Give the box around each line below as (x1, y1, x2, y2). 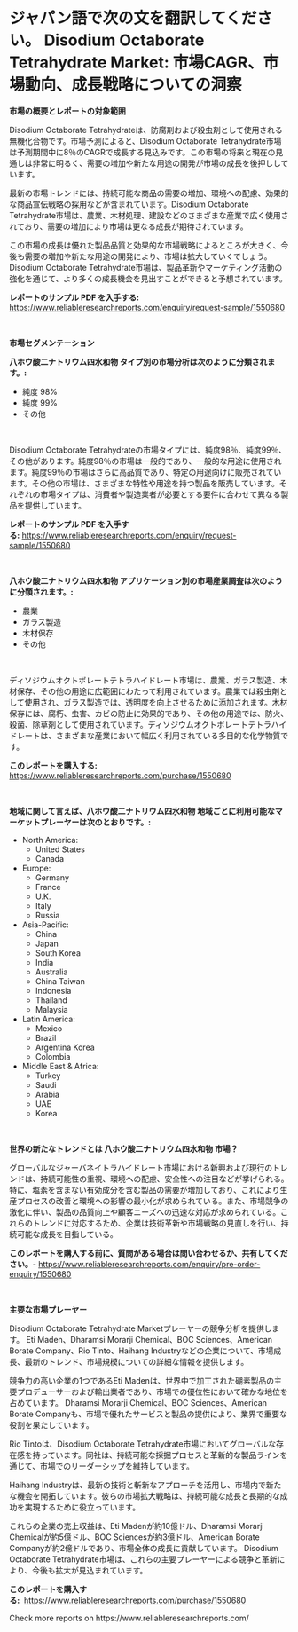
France (35, 881, 62, 892)
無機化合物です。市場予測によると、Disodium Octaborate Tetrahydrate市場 (9, 135, 282, 146)
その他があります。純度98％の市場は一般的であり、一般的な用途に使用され (9, 455, 282, 466)
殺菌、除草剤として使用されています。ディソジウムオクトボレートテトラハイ (9, 719, 287, 729)
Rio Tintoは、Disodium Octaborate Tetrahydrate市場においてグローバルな (9, 1439, 277, 1449)
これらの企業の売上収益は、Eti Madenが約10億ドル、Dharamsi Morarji (9, 1520, 264, 1531)
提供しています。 (24, 500, 87, 510)
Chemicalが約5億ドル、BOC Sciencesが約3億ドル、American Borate (9, 1532, 260, 1542)
